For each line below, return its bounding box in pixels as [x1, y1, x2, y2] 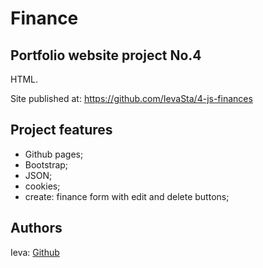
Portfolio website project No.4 [10, 47, 202, 64]
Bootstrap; [24, 158, 69, 171]
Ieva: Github [10, 246, 60, 258]
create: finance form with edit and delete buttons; [24, 190, 230, 202]
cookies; [24, 180, 61, 192]
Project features [10, 122, 113, 139]
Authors [10, 220, 63, 237]
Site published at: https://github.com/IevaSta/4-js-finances [10, 93, 253, 104]
